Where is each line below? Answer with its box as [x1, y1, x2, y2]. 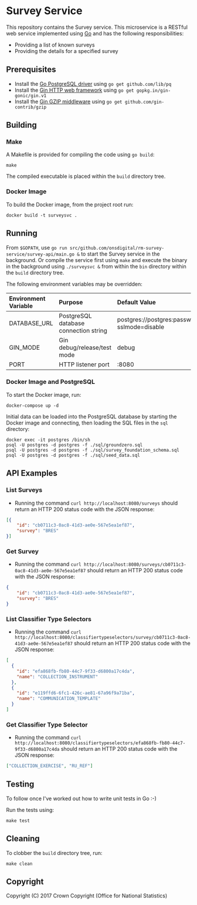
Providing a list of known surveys [14, 41, 95, 48]
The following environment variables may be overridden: [6, 280, 142, 287]
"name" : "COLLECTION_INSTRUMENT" [16, 674, 98, 679]
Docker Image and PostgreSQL [6, 378, 96, 386]
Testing [6, 779, 35, 790]
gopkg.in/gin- [136, 87, 171, 94]
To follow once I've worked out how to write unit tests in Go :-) [6, 795, 157, 802]
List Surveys [6, 486, 43, 494]
